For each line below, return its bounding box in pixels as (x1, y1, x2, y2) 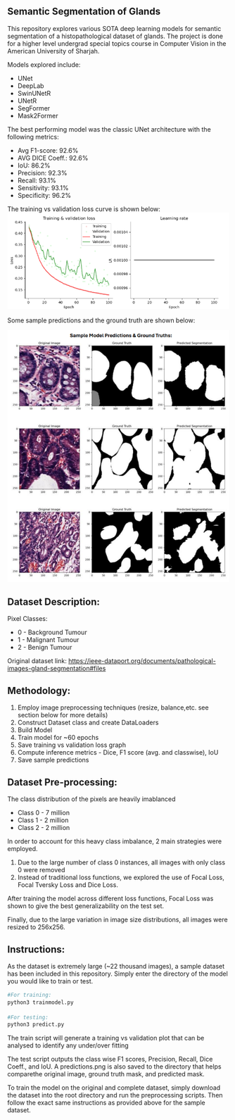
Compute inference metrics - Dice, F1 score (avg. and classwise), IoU (17, 748, 219, 757)
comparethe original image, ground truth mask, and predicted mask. (7, 1070, 205, 1078)
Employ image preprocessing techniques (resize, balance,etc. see (17, 703, 209, 712)
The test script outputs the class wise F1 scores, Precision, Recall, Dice (7, 1055, 213, 1064)
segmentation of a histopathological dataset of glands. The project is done (7, 32, 224, 40)
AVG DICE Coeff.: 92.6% (17, 153, 89, 162)
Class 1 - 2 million (17, 816, 69, 824)
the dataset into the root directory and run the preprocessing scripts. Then (7, 1091, 223, 1100)
